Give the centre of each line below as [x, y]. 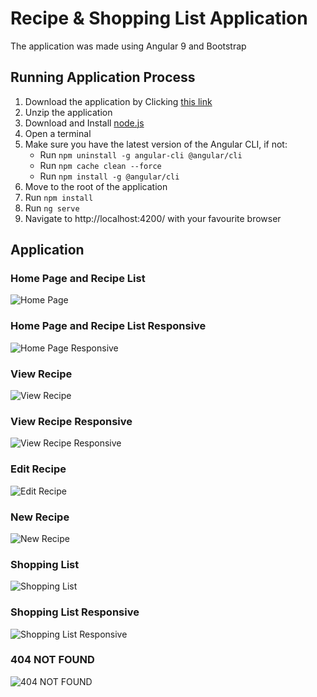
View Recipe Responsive [71, 421]
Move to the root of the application [96, 186]
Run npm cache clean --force [100, 165]
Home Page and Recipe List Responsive [108, 326]
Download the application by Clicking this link [118, 101]
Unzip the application [68, 112]
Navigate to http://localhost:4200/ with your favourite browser [153, 218]
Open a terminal [58, 133]
